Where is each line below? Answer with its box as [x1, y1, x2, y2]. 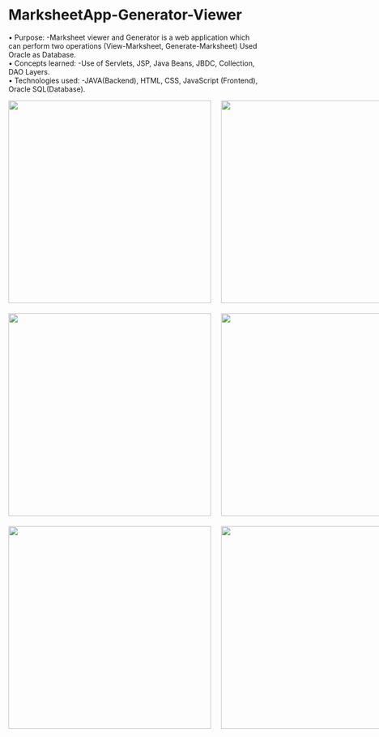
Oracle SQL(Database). [8, 84, 86, 94]
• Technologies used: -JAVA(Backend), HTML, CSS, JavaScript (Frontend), [8, 75, 258, 85]
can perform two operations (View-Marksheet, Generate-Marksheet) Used [8, 41, 258, 50]
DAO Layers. [8, 66, 50, 76]
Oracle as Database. [8, 49, 77, 59]
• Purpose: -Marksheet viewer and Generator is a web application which [8, 32, 250, 42]
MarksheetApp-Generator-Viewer [8, 6, 243, 24]
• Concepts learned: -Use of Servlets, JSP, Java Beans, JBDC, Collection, [8, 58, 255, 68]
